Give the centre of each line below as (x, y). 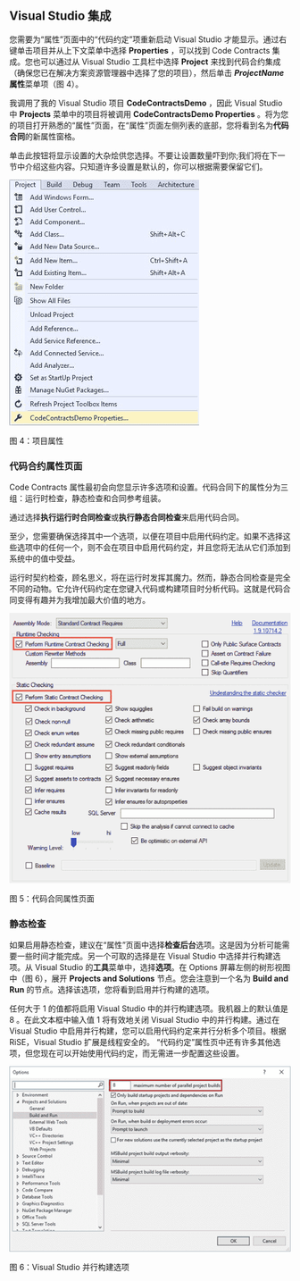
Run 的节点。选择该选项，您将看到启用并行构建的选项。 (112, 989)
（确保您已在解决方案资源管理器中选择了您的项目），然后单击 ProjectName (146, 72)
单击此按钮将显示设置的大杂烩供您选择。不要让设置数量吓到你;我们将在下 (144, 155)
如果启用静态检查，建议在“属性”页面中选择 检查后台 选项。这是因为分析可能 (146, 944)
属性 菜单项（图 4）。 (46, 84)
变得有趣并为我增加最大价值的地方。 (83, 600)
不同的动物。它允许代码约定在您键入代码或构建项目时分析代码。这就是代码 (146, 589)
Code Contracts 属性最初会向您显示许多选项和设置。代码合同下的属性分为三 (149, 487)
